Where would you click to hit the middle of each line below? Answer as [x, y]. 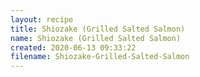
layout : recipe [42, 19]
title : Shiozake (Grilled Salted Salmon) [98, 29]
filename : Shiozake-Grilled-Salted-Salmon [100, 57]
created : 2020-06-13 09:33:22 [73, 47]
